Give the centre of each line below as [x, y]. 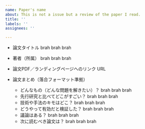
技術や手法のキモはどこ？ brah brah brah [62, 102]
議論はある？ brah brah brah [49, 115]
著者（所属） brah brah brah [42, 58]
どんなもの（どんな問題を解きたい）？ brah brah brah [76, 90]
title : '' [16, 19]
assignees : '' [20, 28]
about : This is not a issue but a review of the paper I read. [73, 14]
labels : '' [17, 24]
